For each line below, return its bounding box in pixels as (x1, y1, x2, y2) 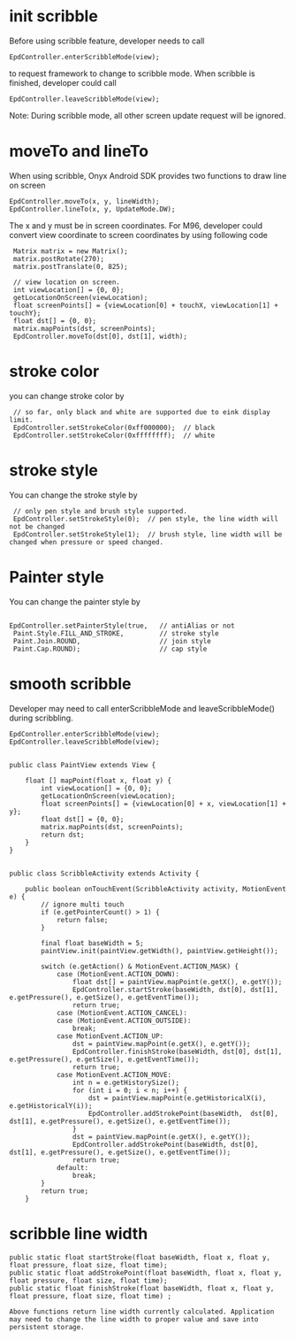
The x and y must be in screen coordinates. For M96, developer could (9, 219, 263, 231)
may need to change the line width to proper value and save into (9, 1314, 259, 1324)
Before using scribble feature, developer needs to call (9, 35, 205, 46)
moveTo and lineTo (9, 142, 149, 161)
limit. (9, 415, 34, 424)
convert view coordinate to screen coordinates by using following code (9, 229, 268, 240)
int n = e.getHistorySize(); (72, 1078, 179, 1087)
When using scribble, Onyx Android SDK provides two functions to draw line (9, 170, 287, 181)
